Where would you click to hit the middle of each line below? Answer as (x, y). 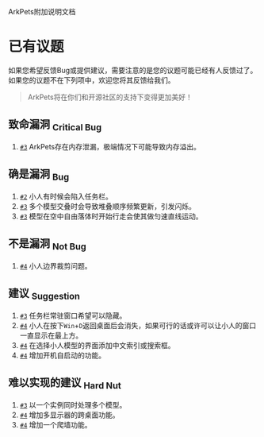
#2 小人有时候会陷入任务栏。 (66, 196)
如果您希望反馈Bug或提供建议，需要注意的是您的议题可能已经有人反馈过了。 (133, 70)
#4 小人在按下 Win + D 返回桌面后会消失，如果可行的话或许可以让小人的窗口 (138, 325)
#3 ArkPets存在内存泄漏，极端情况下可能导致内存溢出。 (110, 146)
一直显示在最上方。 (51, 335)
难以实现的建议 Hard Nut (65, 384)
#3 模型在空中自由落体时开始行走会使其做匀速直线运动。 (111, 216)
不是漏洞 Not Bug (48, 245)
